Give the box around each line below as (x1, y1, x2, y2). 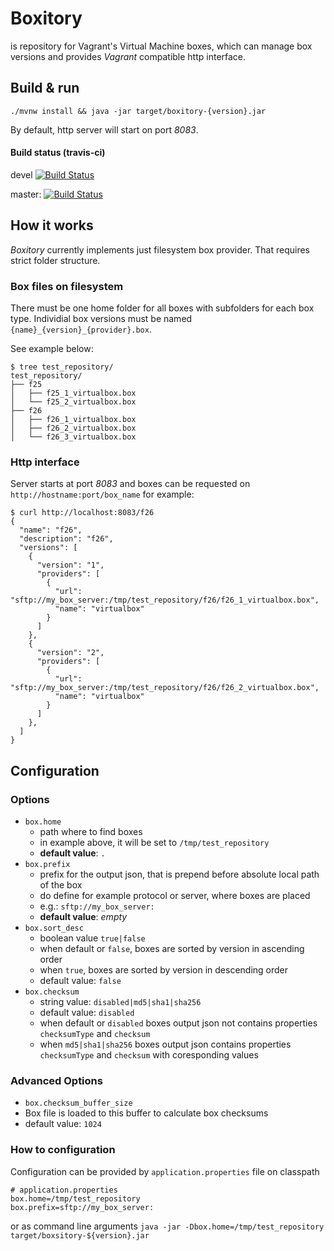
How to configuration (10, 1143, 116, 1157)
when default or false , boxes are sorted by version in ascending (39, 943, 305, 955)
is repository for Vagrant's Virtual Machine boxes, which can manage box (10, 40, 313, 52)
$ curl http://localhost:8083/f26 (10, 508, 155, 518)
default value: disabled (39, 1007, 135, 1019)
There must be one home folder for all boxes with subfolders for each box (10, 302, 315, 314)
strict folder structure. (10, 254, 101, 266)
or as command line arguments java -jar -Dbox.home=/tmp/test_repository (10, 1220, 325, 1232)
